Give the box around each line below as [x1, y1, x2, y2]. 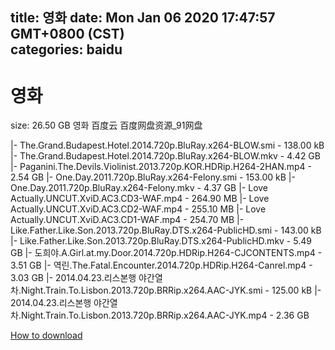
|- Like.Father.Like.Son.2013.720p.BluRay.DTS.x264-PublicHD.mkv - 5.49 [10, 235, 312, 247]
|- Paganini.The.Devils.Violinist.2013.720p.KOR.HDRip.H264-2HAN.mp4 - [10, 161, 313, 173]
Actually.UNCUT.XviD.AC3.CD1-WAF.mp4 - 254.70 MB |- [10, 214, 245, 226]
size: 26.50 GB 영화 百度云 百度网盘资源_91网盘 [10, 119, 203, 132]
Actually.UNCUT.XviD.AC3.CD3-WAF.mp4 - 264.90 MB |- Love [10, 193, 270, 205]
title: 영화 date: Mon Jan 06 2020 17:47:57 [10, 9, 276, 27]
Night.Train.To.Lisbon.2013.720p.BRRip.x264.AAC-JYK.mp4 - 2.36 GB [20, 309, 310, 322]
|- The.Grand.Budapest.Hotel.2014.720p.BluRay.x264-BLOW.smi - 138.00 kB [10, 139, 325, 152]
